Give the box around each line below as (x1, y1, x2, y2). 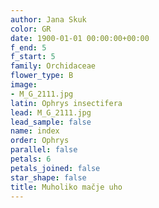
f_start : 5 (10, 52, 56, 62)
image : (10, 80, 38, 90)
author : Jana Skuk (10, 14, 87, 25)
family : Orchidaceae (10, 61, 97, 71)
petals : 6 (10, 154, 52, 164)
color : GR (10, 24, 52, 34)
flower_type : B (10, 71, 74, 81)
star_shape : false (10, 172, 87, 183)
